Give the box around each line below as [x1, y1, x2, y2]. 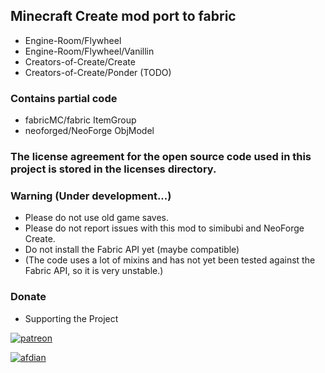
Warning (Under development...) [10, 189, 172, 203]
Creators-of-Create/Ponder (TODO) [24, 66, 172, 78]
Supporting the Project [24, 312, 119, 324]
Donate [10, 290, 47, 304]
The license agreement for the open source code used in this [10, 150, 312, 164]
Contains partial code [10, 91, 118, 105]
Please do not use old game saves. [24, 212, 169, 224]
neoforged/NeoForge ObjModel [24, 125, 155, 137]
